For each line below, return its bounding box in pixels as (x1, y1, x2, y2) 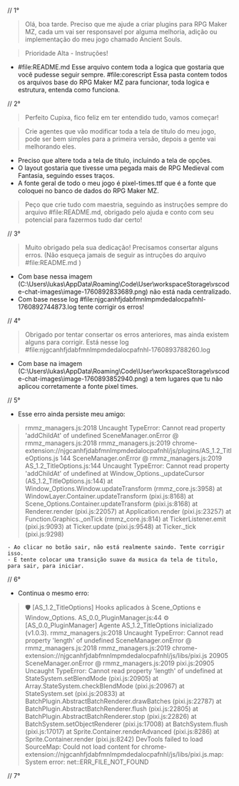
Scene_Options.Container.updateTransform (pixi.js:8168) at (24, 499, 198, 508)
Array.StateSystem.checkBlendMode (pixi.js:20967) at (24, 682, 185, 690)
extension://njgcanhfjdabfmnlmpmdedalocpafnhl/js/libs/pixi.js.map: (24, 750, 224, 758)
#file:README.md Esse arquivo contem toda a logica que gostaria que (17, 63, 225, 71)
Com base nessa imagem (17, 272, 93, 281)
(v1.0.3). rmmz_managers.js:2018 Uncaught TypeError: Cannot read (24, 629, 223, 637)
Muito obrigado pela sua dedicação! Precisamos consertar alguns (24, 243, 219, 252)
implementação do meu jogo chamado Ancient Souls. (24, 35, 183, 44)
